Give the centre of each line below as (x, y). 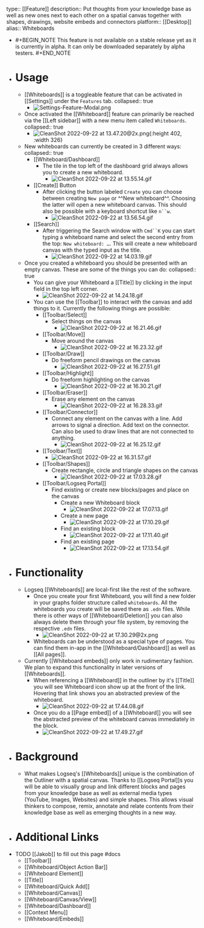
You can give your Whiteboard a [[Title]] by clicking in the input (113, 282)
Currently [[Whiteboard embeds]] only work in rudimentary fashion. (109, 660)
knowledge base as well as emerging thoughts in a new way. (100, 812)
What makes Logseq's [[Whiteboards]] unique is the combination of (109, 773)
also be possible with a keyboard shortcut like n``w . (107, 211)
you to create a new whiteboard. (83, 172)
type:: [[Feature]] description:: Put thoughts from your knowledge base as (99, 9)
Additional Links (57, 837)
